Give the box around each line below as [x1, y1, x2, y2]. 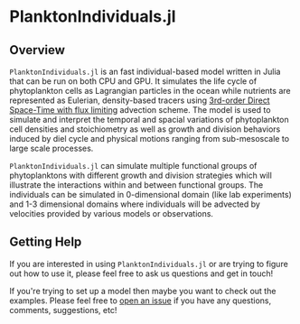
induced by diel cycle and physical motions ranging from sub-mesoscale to [9, 134, 290, 143]
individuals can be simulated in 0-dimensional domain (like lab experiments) [9, 190, 292, 199]
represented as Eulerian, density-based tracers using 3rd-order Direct [9, 95, 270, 106]
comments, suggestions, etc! [9, 304, 117, 315]
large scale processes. [9, 143, 94, 153]
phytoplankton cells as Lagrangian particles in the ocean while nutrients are [9, 86, 291, 96]
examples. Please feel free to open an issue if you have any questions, [9, 295, 272, 306]
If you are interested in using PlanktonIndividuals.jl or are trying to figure [9, 258, 289, 269]
